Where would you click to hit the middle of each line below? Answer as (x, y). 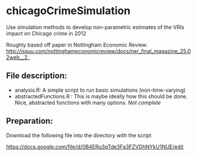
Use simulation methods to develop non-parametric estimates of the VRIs (95, 27)
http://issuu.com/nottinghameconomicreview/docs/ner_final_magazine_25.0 (98, 51)
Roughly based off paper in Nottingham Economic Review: (77, 45)
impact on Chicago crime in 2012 (46, 33)
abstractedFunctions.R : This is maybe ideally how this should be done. (101, 96)
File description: (37, 76)
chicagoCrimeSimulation (68, 11)
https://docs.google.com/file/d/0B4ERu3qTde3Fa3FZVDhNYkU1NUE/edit (95, 147)
